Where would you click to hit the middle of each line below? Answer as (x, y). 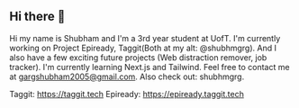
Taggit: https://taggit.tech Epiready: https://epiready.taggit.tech (127, 94)
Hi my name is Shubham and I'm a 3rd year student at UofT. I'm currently (145, 38)
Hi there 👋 (37, 17)
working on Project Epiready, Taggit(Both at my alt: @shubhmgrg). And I (143, 48)
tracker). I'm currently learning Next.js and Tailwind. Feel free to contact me (149, 67)
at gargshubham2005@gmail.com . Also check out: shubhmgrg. (127, 76)
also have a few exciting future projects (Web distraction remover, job (138, 57)
